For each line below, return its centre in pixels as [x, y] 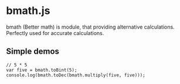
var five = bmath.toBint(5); [42, 70]
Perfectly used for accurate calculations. [55, 33]
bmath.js [28, 11]
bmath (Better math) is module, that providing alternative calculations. [90, 27]
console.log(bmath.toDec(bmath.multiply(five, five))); [76, 75]
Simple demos [33, 52]
